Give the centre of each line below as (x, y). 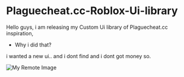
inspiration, (20, 33)
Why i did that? (33, 45)
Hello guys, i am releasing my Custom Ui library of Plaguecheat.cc (87, 27)
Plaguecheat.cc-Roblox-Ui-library (92, 11)
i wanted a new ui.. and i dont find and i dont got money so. (79, 56)
